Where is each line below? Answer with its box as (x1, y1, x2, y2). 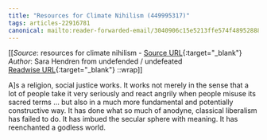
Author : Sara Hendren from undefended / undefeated (8, 56, 183, 66)
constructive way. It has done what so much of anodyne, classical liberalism (8, 106, 257, 115)
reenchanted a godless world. (8, 122, 106, 132)
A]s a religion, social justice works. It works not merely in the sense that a (8, 80, 249, 90)
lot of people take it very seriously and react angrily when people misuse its (8, 89, 257, 99)
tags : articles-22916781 (8, 19, 91, 27)
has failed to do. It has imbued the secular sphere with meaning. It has (8, 115, 238, 124)
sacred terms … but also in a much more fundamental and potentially (8, 97, 234, 107)
